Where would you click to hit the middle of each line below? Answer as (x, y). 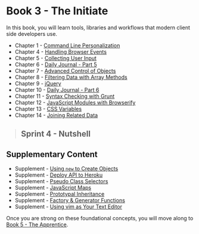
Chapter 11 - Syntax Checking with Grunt (65, 96)
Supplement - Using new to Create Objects (66, 169)
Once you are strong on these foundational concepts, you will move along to (100, 218)
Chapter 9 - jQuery (38, 83)
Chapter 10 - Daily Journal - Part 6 (57, 90)
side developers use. (32, 33)
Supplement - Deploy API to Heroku (59, 175)
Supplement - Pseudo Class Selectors (61, 181)
